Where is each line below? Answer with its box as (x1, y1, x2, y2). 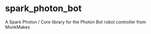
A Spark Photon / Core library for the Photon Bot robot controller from (5, 19, 147, 25)
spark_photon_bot (5, 3, 82, 14)
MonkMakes (5, 24, 30, 30)
